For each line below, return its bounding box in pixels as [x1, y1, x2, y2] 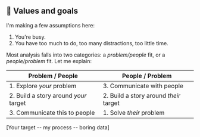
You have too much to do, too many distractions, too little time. [14, 39, 168, 46]
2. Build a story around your [9, 91, 87, 99]
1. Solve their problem [102, 108, 165, 117]
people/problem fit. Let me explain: [6, 57, 92, 64]
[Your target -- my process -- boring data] [6, 123, 110, 131]
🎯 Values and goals [6, 6, 79, 16]
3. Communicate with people [102, 82, 183, 90]
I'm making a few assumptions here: [6, 21, 95, 29]
